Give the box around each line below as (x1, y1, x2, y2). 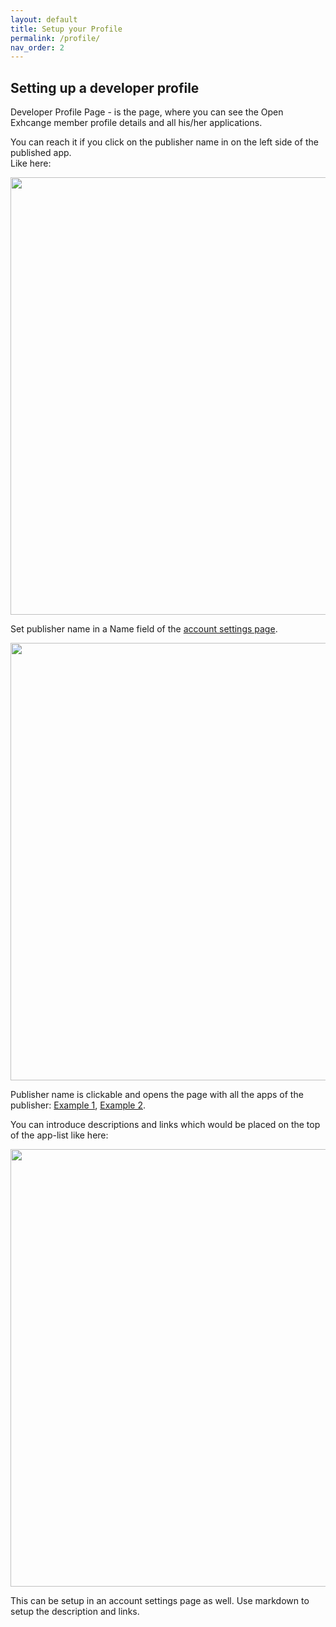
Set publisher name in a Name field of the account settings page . (10, 623, 278, 635)
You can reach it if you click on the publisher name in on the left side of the (10, 136, 319, 148)
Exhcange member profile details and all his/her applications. (10, 117, 263, 129)
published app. (10, 147, 72, 159)
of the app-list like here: (10, 1129, 109, 1141)
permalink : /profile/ (10, 33, 101, 43)
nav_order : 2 (10, 42, 65, 53)
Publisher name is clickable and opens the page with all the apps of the (10, 1089, 304, 1101)
